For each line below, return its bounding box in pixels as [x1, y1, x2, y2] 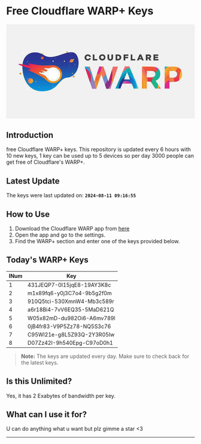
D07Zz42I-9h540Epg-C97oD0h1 [28, 339, 114, 347]
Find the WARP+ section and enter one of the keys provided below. [14, 238, 181, 245]
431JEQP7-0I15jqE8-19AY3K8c [28, 281, 111, 288]
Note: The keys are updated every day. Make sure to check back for [20, 353, 190, 360]
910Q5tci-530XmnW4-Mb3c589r [28, 298, 115, 305]
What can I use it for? [6, 409, 87, 419]
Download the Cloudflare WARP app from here [14, 225, 130, 232]
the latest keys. [20, 359, 59, 366]
